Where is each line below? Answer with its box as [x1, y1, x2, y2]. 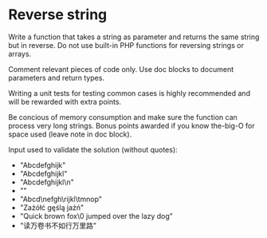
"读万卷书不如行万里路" [19, 220, 97, 230]
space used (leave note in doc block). [8, 129, 132, 139]
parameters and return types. [8, 73, 105, 82]
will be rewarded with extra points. [8, 97, 122, 106]
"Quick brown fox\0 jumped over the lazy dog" [19, 211, 174, 220]
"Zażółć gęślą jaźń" [19, 202, 84, 212]
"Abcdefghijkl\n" [19, 177, 74, 187]
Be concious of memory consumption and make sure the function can [8, 112, 238, 121]
